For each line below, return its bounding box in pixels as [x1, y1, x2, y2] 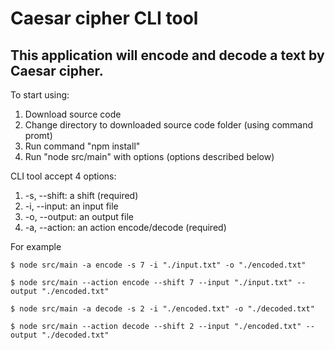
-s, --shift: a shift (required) [24, 190, 139, 201]
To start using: [10, 89, 70, 101]
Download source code [24, 108, 122, 120]
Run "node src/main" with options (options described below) [24, 151, 275, 162]
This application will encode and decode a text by [10, 47, 325, 64]
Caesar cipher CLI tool [10, 7, 199, 30]
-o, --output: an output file [24, 211, 134, 222]
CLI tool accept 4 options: [10, 170, 117, 182]
